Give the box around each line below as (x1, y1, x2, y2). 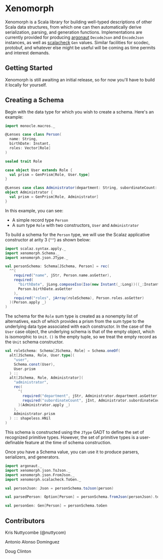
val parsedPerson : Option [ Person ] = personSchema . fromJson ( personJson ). (5, 495, 155, 499)
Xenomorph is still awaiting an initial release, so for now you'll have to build (5, 77, 155, 82)
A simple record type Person (12, 217, 68, 223)
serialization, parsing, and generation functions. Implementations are (5, 29, 143, 35)
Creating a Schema (5, 96, 64, 104)
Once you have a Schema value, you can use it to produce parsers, (5, 449, 139, 455)
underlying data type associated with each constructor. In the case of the (5, 323, 152, 330)
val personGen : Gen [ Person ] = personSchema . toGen (5, 503, 108, 508)
